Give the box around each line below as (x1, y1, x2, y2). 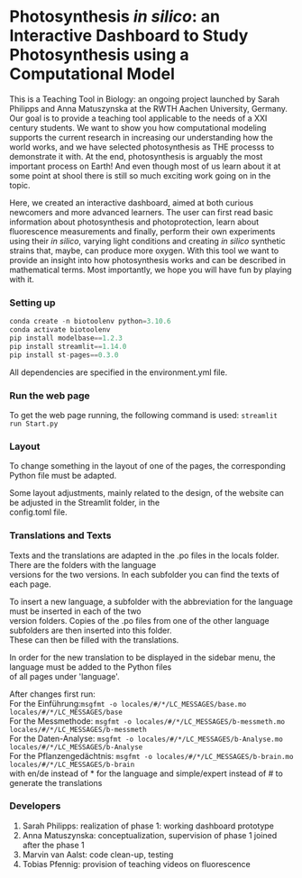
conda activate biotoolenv (9, 325, 111, 334)
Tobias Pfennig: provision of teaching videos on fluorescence (22, 858, 251, 869)
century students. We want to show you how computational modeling (9, 122, 267, 133)
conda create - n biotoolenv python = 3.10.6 (9, 317, 171, 326)
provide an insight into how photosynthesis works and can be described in (9, 254, 286, 265)
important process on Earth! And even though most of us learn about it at (9, 160, 281, 171)
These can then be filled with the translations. (9, 634, 179, 645)
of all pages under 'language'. (9, 671, 120, 681)
